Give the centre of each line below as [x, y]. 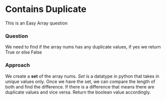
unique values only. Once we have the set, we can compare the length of [80, 81]
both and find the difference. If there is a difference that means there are [80, 86]
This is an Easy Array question [36, 23]
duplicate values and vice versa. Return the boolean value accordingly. [78, 92]
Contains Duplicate [46, 9]
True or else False [24, 52]
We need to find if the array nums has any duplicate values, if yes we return [83, 47]
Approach [17, 65]
